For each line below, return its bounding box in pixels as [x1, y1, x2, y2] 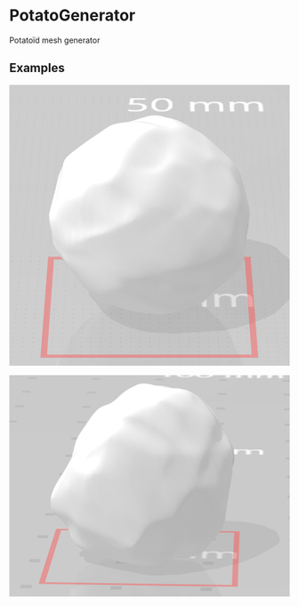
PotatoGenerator [9, 5, 136, 26]
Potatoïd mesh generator [9, 35, 101, 45]
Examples [9, 61, 65, 76]
